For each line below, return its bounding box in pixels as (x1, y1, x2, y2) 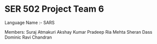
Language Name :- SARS (4, 20, 55, 25)
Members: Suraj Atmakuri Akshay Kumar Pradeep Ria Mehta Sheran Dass (4, 29, 153, 35)
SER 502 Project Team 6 (4, 3, 104, 15)
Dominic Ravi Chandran (4, 34, 52, 40)
